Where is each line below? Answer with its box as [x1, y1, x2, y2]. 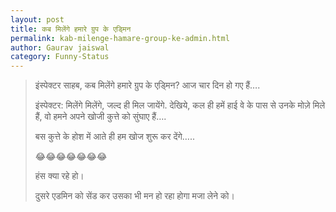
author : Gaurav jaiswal [10, 42, 110, 53]
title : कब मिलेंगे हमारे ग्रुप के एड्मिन [10, 24, 132, 34]
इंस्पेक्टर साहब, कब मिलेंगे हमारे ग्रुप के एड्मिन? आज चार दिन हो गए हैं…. [34, 79, 261, 91]
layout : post [10, 14, 65, 25]
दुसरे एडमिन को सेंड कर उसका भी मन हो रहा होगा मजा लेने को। [34, 190, 235, 202]
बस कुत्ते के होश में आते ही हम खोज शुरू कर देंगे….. [34, 131, 195, 143]
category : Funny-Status [10, 52, 110, 62]
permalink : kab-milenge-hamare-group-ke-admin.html [10, 33, 230, 43]
